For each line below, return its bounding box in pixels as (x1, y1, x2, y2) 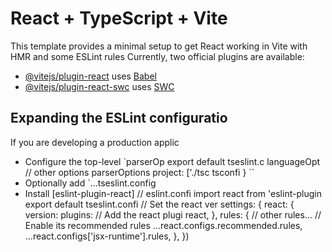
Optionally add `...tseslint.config (24, 177, 157, 189)
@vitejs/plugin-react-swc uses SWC (24, 80, 175, 92)
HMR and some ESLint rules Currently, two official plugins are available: (10, 50, 305, 62)
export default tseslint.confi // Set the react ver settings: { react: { (24, 198, 295, 210)
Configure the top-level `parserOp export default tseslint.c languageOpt (24, 155, 321, 167)
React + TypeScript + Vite (10, 7, 228, 30)
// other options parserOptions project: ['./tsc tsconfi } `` (24, 166, 255, 178)
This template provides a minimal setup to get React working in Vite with (10, 40, 308, 52)
